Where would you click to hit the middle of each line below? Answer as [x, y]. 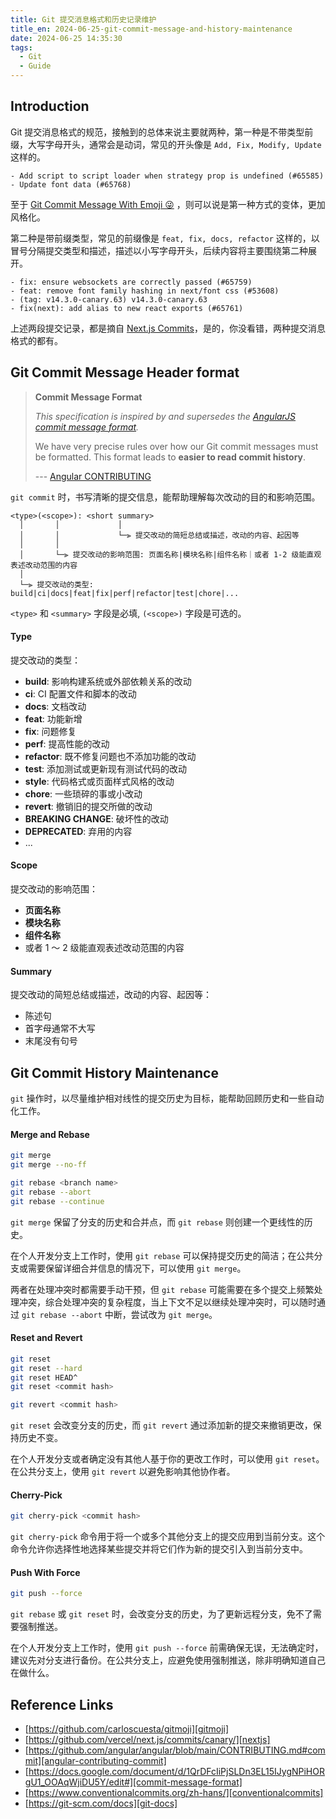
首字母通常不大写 [60, 1028]
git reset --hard [46, 1368]
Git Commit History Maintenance [114, 1072]
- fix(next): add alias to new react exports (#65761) [127, 308]
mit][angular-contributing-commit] [95, 1761]
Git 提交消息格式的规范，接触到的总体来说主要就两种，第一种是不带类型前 [162, 132]
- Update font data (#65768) [71, 184]
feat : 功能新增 [53, 718]
